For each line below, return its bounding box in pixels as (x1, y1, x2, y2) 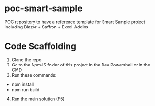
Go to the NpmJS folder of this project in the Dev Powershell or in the (11, 62, 151, 67)
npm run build (11, 86, 40, 92)
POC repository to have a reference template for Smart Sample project (4, 19, 145, 25)
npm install (11, 81, 34, 87)
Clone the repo (11, 56, 42, 63)
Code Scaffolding (4, 41, 76, 52)
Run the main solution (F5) (11, 96, 65, 102)
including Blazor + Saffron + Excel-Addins (4, 24, 88, 29)
